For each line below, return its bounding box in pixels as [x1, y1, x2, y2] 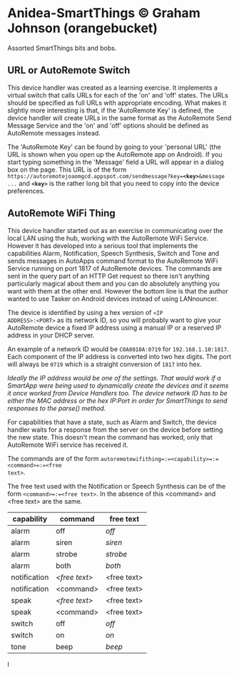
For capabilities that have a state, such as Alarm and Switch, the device [7, 418, 217, 426]
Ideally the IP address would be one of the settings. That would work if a [7, 373, 221, 382]
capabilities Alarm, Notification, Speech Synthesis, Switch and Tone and [7, 249, 220, 257]
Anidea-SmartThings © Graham [7, 5, 201, 21]
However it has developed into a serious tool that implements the [7, 241, 198, 250]
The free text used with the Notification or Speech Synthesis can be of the [7, 482, 226, 490]
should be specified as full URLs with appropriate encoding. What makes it [7, 98, 227, 107]
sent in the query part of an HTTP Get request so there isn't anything [7, 271, 210, 280]
